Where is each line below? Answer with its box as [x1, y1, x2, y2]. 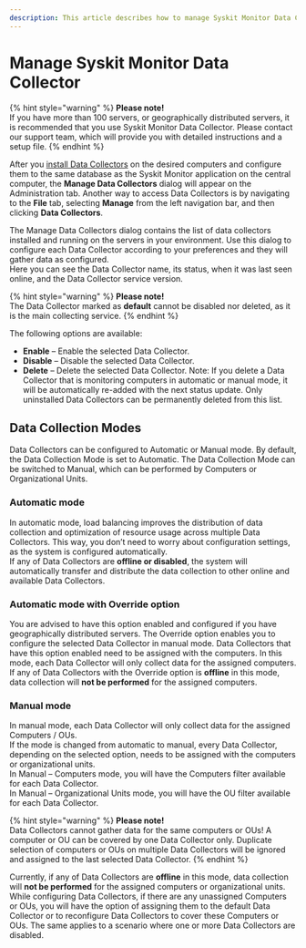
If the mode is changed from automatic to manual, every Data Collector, [9, 739, 278, 750]
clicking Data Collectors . [9, 207, 103, 218]
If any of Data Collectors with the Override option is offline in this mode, [9, 666, 280, 677]
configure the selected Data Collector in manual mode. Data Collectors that [9, 637, 291, 648]
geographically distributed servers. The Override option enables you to [9, 628, 276, 639]
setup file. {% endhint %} [9, 140, 105, 151]
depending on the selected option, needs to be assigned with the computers [9, 749, 296, 760]
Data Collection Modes [9, 420, 142, 436]
